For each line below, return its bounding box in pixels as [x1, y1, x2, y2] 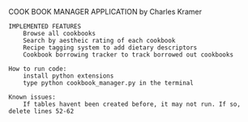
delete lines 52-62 [8, 107, 75, 116]
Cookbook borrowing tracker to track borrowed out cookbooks [23, 51, 233, 59]
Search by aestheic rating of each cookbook [23, 36, 176, 44]
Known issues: [8, 93, 57, 101]
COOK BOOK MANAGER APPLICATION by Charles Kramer [8, 7, 203, 16]
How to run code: [8, 65, 67, 73]
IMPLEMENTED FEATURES [8, 23, 82, 31]
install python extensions [23, 72, 114, 80]
